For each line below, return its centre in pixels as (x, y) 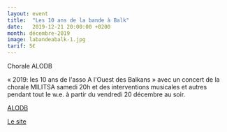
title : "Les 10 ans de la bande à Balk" (68, 20)
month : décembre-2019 (39, 33)
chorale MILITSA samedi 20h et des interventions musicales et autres (107, 87)
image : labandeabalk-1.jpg (46, 40)
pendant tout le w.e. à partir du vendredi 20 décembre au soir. (96, 94)
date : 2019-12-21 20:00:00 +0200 (59, 27)
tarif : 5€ (22, 46)
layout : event (28, 14)
